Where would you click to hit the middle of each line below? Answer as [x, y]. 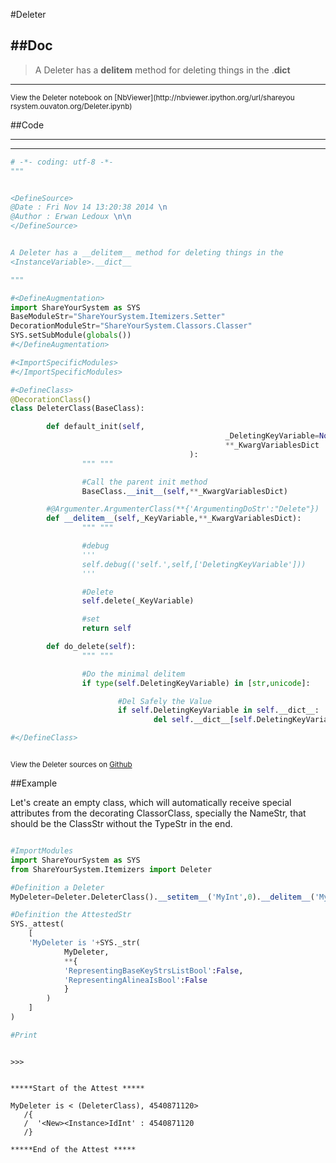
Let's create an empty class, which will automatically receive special [151, 803]
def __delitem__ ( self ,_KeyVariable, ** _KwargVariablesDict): [174, 519]
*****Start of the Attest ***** [77, 1088]
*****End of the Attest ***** [73, 1149]
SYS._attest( [37, 924]
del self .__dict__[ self [203, 720]
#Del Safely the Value [165, 701]
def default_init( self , [95, 427]
